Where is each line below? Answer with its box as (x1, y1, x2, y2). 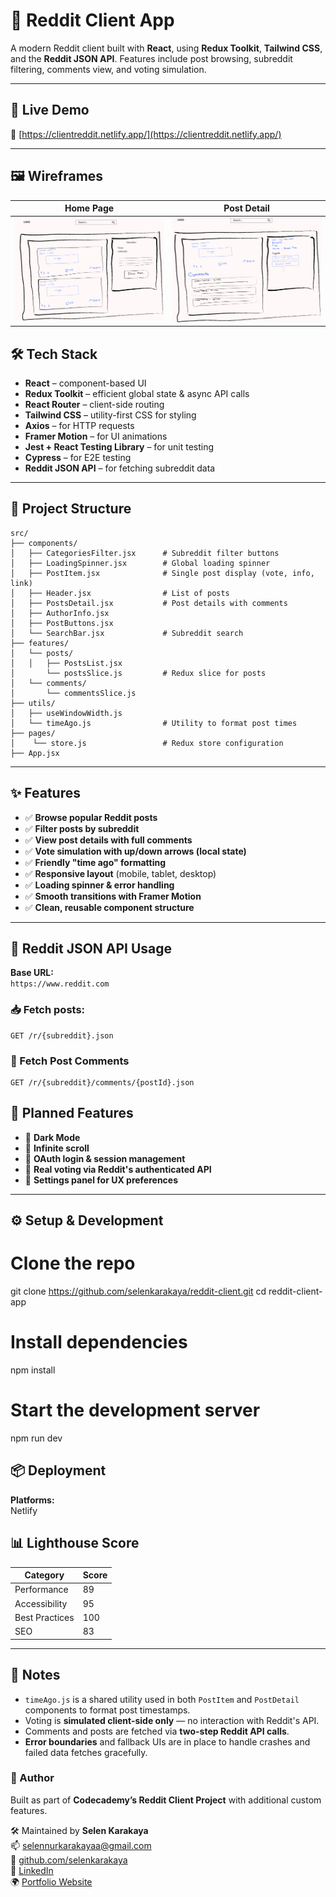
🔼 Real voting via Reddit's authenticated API (24, 1163, 212, 1175)
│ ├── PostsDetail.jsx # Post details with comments (10, 598, 288, 608)
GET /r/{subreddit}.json (10, 1030, 114, 1041)
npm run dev (10, 1432, 63, 1444)
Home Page (64, 202, 115, 214)
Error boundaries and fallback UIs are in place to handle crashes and (24, 1735, 311, 1748)
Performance (14, 1584, 69, 1596)
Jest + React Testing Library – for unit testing (24, 441, 215, 453)
